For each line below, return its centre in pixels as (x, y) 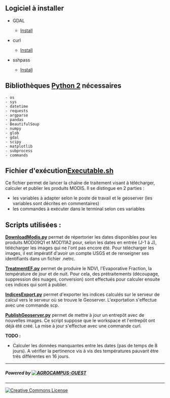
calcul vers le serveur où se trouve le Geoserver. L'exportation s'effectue (81, 300)
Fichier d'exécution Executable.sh (59, 171)
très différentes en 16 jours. (41, 356)
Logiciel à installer (35, 8)
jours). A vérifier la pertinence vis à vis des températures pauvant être (86, 351)
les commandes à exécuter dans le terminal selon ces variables (79, 209)
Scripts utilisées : (33, 225)
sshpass (21, 60)
